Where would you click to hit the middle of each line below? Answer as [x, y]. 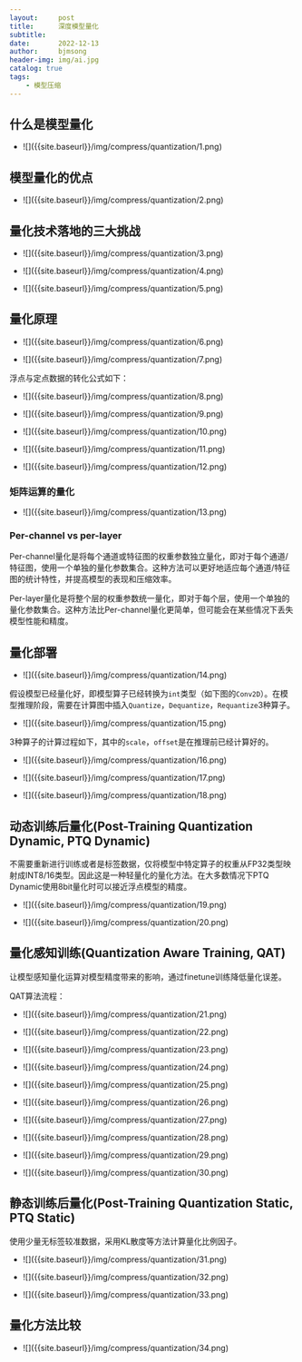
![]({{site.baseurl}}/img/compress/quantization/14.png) [125, 675]
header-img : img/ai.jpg [54, 60]
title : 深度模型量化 [54, 26]
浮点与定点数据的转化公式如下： [69, 378]
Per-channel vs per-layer [66, 536]
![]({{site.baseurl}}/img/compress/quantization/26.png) [125, 1102]
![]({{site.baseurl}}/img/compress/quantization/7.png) [122, 359]
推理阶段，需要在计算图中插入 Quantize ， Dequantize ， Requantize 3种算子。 [156, 706]
